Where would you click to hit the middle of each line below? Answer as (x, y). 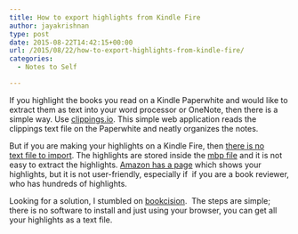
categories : (31, 59)
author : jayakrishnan (49, 26)
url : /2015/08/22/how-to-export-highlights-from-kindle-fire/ (127, 51)
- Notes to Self (47, 68)
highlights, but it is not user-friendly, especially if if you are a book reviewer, (149, 173)
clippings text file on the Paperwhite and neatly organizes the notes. (134, 128)
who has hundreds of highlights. (68, 183)
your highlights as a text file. (61, 220)
